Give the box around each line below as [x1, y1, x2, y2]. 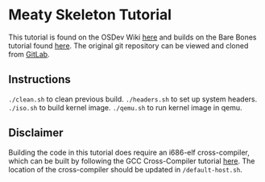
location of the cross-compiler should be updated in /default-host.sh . [8, 164, 243, 174]
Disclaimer [8, 126, 64, 140]
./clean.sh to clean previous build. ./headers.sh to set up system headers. [8, 94, 258, 104]
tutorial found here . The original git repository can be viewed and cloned [8, 40, 249, 50]
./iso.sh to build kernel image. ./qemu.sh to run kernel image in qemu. [8, 102, 242, 112]
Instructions [8, 72, 71, 86]
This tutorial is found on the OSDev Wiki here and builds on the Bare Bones [8, 32, 257, 42]
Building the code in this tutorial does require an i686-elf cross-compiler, [8, 147, 250, 157]
